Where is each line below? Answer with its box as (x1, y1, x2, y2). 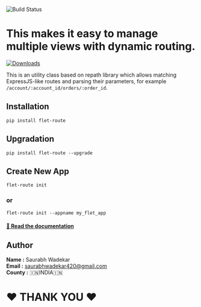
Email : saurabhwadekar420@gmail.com (6, 262, 107, 270)
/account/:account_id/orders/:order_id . (6, 84, 108, 91)
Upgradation (6, 134, 55, 144)
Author (6, 240, 33, 250)
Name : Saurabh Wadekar (6, 256, 70, 264)
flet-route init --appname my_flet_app (6, 210, 107, 216)
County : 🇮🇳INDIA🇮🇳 (6, 269, 63, 276)
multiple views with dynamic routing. (6, 40, 196, 54)
